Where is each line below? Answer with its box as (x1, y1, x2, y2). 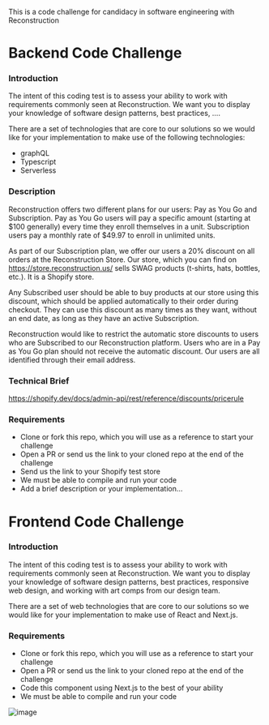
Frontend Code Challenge (8, 513, 185, 530)
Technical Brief (8, 375, 70, 386)
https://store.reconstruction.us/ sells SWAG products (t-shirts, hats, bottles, (8, 263, 261, 272)
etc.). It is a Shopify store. (8, 272, 95, 281)
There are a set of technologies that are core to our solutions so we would (8, 124, 255, 134)
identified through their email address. (8, 354, 136, 364)
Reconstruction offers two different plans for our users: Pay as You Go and (8, 204, 258, 214)
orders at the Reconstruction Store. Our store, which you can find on (8, 255, 237, 264)
